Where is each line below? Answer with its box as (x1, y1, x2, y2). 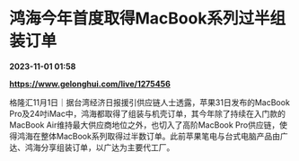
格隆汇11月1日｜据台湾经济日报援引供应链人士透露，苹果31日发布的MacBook (9, 96, 290, 108)
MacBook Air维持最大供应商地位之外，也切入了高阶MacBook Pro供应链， (9, 119, 280, 130)
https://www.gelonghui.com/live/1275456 (9, 78, 171, 89)
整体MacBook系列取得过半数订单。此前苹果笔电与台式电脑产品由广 (40, 130, 289, 141)
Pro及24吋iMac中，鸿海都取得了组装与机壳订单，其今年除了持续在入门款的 (9, 108, 286, 119)
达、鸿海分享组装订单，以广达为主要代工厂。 (9, 141, 175, 153)
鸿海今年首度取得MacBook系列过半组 (9, 8, 286, 29)
